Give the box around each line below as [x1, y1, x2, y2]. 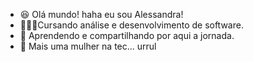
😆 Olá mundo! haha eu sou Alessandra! [19, 9, 184, 20]
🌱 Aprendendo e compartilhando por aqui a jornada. [19, 30, 235, 41]
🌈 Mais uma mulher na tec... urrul [19, 40, 157, 52]
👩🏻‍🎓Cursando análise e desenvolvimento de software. [19, 19, 244, 31]
